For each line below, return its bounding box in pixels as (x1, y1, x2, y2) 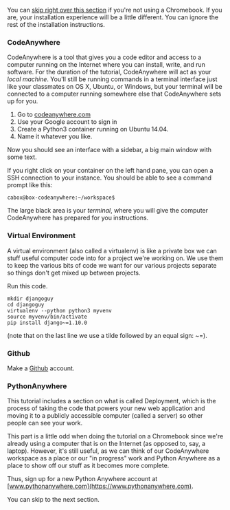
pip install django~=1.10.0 (7, 319, 88, 326)
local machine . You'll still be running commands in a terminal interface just (7, 75, 218, 83)
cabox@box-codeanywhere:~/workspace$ (7, 194, 115, 202)
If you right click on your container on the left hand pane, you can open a (7, 167, 214, 175)
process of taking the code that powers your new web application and (7, 404, 205, 412)
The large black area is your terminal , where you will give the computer (7, 206, 208, 215)
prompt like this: (7, 181, 53, 189)
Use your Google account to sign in (16, 118, 117, 126)
